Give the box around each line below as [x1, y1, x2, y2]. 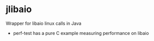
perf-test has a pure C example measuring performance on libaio [13, 30, 149, 36]
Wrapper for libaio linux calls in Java [6, 20, 82, 26]
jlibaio [6, 4, 32, 15]
